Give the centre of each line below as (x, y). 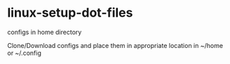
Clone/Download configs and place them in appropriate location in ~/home (115, 45)
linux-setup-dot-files (70, 13)
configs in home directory (45, 32)
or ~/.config (25, 53)
